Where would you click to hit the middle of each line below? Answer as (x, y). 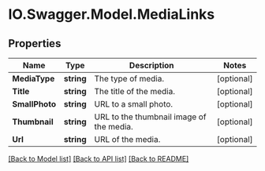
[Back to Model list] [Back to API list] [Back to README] (99, 159)
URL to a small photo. (134, 104)
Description (152, 65)
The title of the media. (135, 91)
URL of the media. (127, 139)
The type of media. (129, 78)
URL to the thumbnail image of (150, 117)
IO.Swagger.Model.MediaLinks (112, 15)
